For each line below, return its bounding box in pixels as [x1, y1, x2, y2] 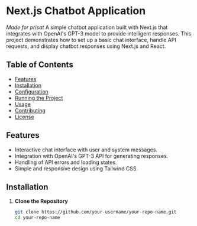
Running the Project [14, 94, 63, 101]
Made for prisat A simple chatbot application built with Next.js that [6, 24, 168, 31]
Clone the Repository [14, 198, 68, 205]
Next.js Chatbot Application [6, 4, 146, 18]
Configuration [14, 88, 49, 95]
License [14, 113, 34, 120]
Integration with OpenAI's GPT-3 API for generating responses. [14, 152, 169, 159]
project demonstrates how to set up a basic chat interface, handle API [6, 36, 176, 43]
